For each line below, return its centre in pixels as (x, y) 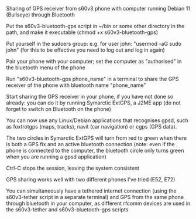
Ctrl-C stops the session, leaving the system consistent (73, 168)
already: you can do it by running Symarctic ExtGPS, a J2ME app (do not (94, 103)
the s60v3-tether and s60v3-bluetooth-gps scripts (67, 210)
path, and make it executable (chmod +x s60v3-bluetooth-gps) (82, 32)
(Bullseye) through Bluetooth (40, 15)
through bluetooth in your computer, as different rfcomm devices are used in (98, 203)
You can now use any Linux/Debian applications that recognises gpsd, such (97, 120)
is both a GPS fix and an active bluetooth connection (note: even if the (90, 144)
